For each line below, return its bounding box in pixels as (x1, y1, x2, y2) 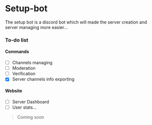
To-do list (5, 36, 28, 43)
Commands (5, 49, 29, 54)
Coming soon (17, 114, 44, 120)
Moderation (12, 65, 36, 71)
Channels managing (12, 60, 53, 66)
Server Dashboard (12, 99, 49, 104)
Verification (12, 71, 36, 76)
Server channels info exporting (12, 76, 75, 82)
